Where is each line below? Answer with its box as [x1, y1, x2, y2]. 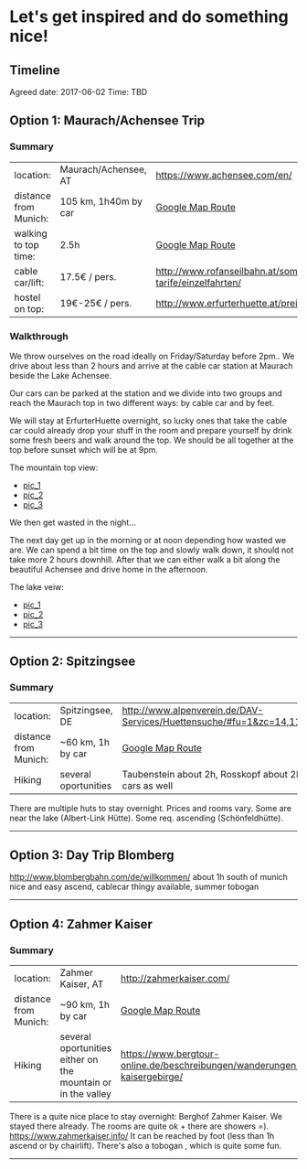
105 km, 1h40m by [59, 195, 143, 208]
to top [14, 238, 39, 251]
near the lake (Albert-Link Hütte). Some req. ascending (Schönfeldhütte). [9, 812, 284, 823]
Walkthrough [9, 329, 69, 342]
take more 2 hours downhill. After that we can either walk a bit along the [9, 553, 281, 564]
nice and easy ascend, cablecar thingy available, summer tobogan [9, 881, 259, 893]
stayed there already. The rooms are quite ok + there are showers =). [9, 1121, 270, 1131]
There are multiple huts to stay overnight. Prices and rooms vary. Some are [9, 802, 292, 813]
